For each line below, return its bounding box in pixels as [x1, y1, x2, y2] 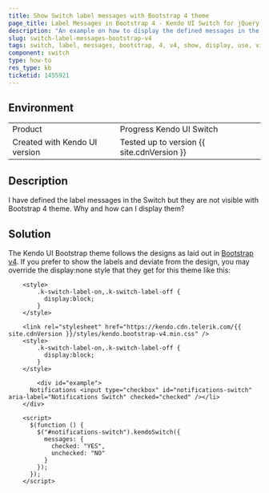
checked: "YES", [50, 442, 106, 451]
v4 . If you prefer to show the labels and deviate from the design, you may [8, 257, 250, 267]
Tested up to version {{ [119, 137, 206, 148]
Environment [8, 101, 74, 115]
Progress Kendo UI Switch [119, 123, 219, 135]
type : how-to [8, 57, 52, 65]
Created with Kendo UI [12, 137, 98, 148]
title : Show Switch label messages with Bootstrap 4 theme [8, 11, 210, 20]
